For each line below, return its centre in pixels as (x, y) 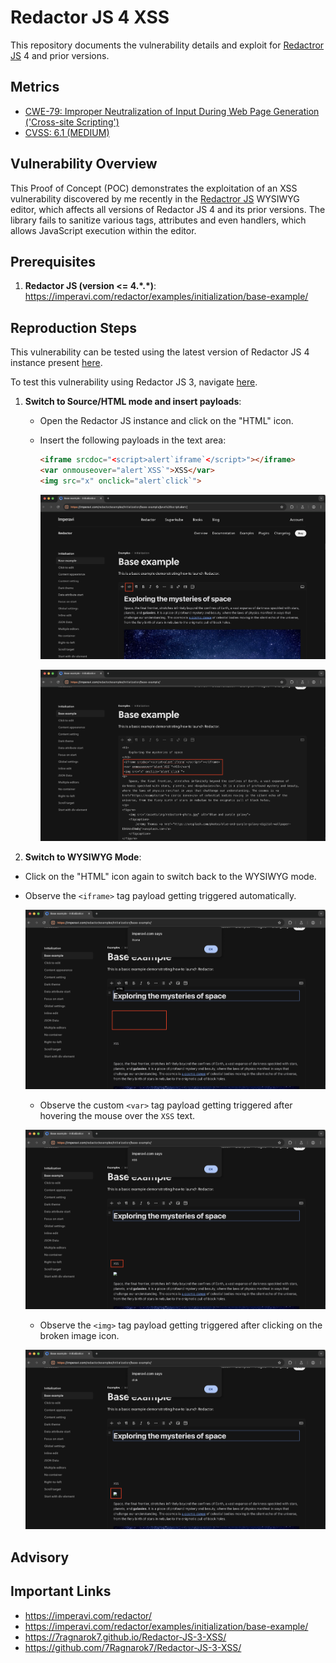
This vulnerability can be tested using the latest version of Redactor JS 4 (160, 352)
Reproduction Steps (73, 327)
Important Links (61, 1591)
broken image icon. (79, 1336)
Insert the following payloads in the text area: (133, 440)
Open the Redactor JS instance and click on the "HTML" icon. (166, 421)
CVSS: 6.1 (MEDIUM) (67, 132)
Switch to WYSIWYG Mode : (83, 857)
